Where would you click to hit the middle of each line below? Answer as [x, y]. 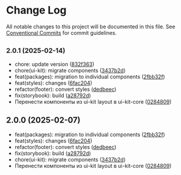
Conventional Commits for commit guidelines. [61, 32]
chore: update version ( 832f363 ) [55, 64]
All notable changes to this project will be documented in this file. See [91, 27]
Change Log [36, 10]
